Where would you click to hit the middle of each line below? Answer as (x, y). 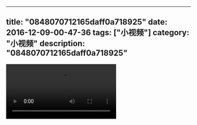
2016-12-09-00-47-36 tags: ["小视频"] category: (98, 33)
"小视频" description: (45, 44)
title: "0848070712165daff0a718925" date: (87, 22)
